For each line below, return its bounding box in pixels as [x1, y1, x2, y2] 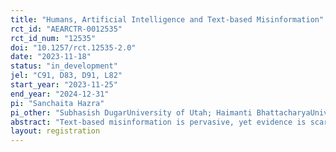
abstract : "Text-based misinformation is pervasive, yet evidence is [10, 117, 307, 127]
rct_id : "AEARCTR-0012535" [10, 24, 123, 34]
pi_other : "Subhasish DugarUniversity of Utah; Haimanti [10, 107, 253, 118]
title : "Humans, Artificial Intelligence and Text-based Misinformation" [10, 14, 325, 25]
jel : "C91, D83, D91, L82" [10, 71, 123, 81]
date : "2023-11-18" [10, 52, 92, 62]
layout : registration [10, 126, 101, 136]
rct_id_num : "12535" [10, 33, 97, 43]
